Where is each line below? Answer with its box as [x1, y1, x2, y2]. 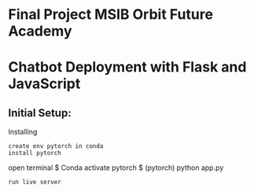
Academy [8, 22, 72, 40]
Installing [8, 127, 38, 137]
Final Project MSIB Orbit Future [8, 6, 214, 24]
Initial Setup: [8, 106, 72, 120]
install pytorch [8, 150, 61, 157]
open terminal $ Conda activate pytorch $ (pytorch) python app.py [8, 163, 224, 172]
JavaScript [8, 75, 81, 93]
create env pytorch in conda [8, 142, 104, 150]
